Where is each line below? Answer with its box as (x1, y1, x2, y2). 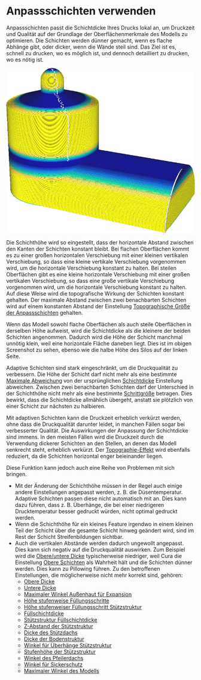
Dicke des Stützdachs (23, 629, 78, 636)
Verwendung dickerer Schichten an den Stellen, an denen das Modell (6, 440, 176, 447)
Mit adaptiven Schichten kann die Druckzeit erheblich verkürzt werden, (6, 414, 181, 421)
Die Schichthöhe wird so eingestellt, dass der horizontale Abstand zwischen (6, 238, 194, 246)
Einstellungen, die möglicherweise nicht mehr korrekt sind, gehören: (14, 571, 183, 578)
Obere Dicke (23, 578, 55, 585)
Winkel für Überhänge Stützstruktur (23, 642, 112, 649)
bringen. (6, 470, 27, 478)
